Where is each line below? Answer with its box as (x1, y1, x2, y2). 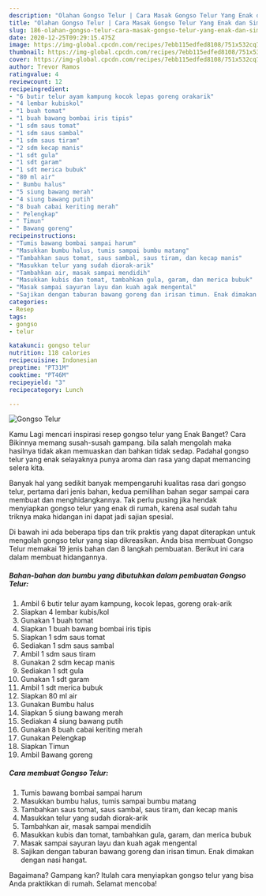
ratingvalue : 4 (9, 70, 59, 78)
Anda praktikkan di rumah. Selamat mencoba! (9, 879, 157, 889)
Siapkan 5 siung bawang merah (20, 708, 123, 717)
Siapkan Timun (20, 742, 69, 751)
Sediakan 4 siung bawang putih (20, 717, 124, 726)
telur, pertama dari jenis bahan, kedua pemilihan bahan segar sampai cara (9, 487, 249, 496)
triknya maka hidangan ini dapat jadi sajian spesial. (9, 512, 174, 521)
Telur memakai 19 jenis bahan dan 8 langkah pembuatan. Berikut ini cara (9, 544, 245, 554)
